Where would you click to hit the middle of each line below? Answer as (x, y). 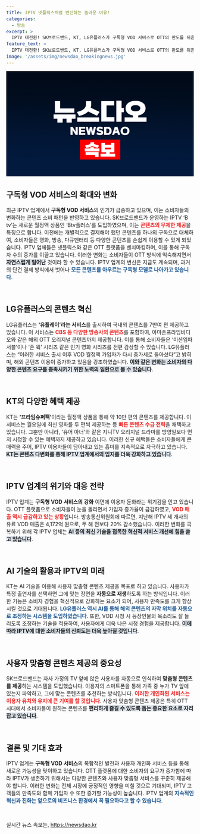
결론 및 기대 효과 (34, 748)
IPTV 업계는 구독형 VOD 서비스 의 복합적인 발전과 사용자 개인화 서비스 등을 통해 (98, 763)
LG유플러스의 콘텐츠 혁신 (49, 309)
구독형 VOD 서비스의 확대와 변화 (62, 194)
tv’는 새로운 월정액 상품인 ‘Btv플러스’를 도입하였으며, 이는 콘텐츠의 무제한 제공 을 (99, 225)
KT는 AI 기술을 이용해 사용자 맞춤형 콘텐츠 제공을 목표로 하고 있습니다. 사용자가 (98, 586)
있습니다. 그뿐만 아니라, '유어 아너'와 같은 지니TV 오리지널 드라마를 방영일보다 (96, 432)
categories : (21, 19)
